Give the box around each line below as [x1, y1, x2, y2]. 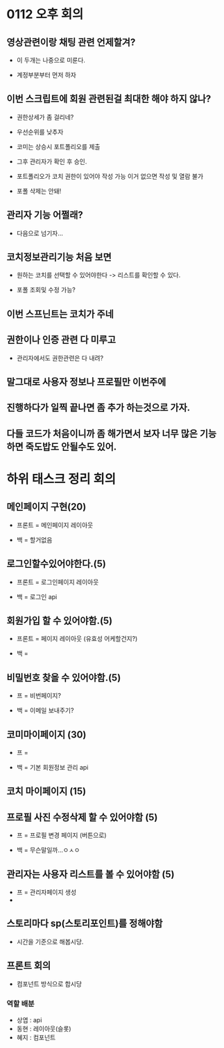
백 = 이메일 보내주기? [16, 706, 74, 715]
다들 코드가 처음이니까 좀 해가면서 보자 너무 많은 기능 [6, 427, 217, 439]
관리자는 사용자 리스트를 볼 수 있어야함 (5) [6, 868, 175, 880]
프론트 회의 [6, 960, 51, 971]
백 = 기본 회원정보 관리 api [16, 763, 89, 772]
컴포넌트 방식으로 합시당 [16, 979, 83, 988]
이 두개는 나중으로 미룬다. [16, 56, 86, 64]
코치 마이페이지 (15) [6, 786, 87, 797]
